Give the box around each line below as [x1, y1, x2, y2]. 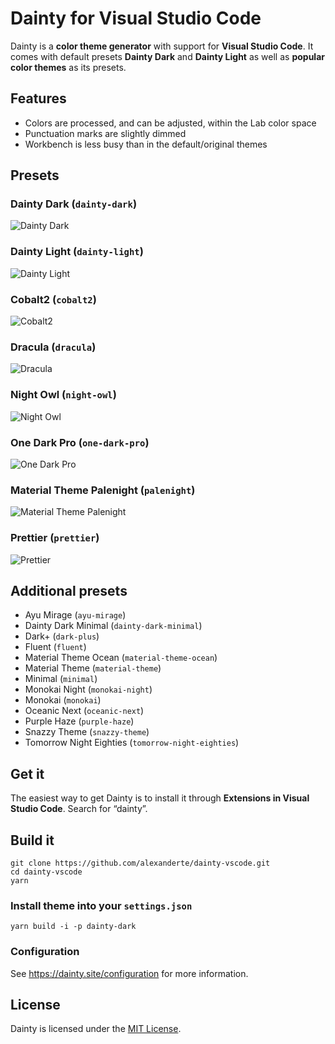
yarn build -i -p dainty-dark [10, 922, 137, 932]
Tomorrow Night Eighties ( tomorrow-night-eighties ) [24, 737, 240, 749]
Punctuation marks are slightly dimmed [24, 127, 187, 139]
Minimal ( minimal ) [24, 673, 98, 685]
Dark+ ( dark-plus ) [24, 630, 100, 642]
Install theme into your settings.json [10, 898, 193, 912]
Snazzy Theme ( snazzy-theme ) [24, 726, 150, 738]
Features [10, 90, 67, 107]
